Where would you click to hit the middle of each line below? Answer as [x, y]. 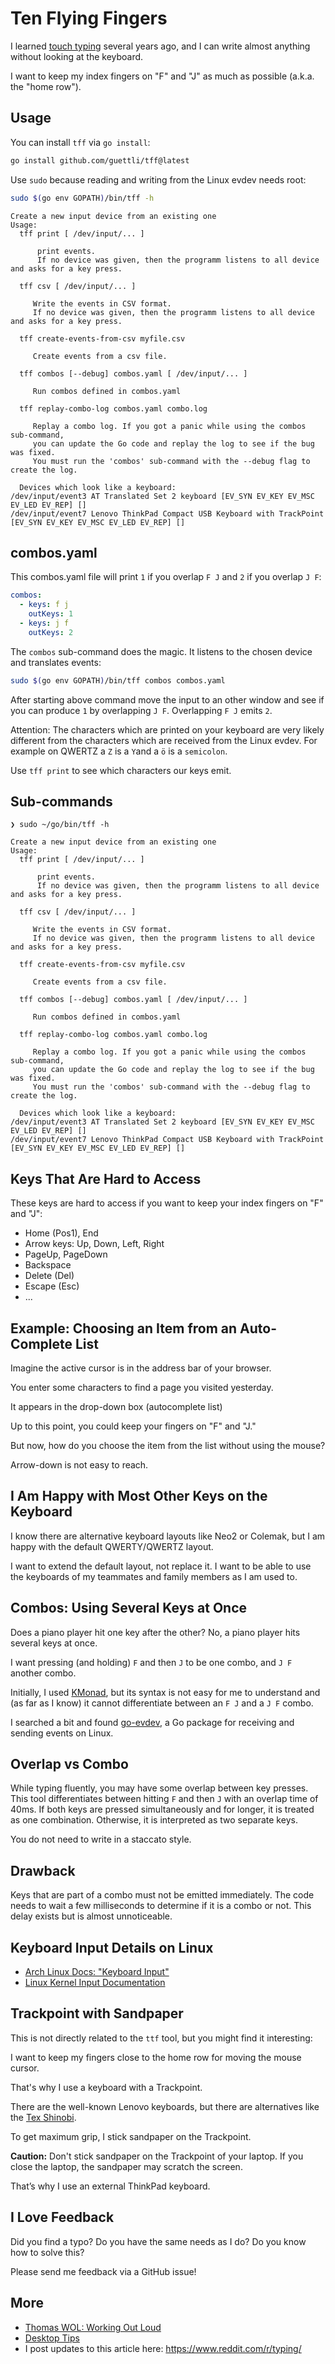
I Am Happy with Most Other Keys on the [139, 1496]
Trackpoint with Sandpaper [97, 2013]
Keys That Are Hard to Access [106, 1178]
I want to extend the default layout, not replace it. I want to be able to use [161, 1566]
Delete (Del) [49, 1276]
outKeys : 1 [51, 614]
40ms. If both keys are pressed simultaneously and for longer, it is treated [162, 1809]
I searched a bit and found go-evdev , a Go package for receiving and [152, 1722]
